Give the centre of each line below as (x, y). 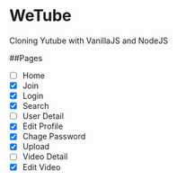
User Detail (43, 116)
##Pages (26, 58)
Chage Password (54, 137)
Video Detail (45, 157)
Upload (36, 147)
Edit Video (41, 166)
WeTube (40, 16)
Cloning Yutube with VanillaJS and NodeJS (89, 40)
